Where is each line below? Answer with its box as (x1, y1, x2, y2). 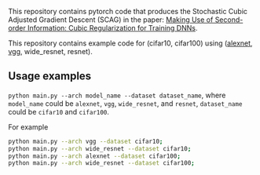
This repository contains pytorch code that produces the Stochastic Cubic (8, 7, 248, 16)
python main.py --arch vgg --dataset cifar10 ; (8, 137, 163, 145)
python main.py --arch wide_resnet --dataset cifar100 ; (8, 159, 195, 167)
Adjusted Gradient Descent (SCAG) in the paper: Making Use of (8, 15, 214, 24)
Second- (214, 15, 244, 24)
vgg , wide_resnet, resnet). (8, 47, 93, 56)
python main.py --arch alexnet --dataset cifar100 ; (8, 152, 181, 160)
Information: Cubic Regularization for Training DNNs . (27, 24, 198, 32)
